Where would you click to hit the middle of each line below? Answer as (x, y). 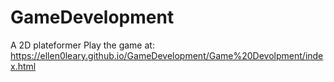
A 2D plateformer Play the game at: (82, 45)
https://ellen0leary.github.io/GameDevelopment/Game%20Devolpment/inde (167, 55)
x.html (23, 66)
